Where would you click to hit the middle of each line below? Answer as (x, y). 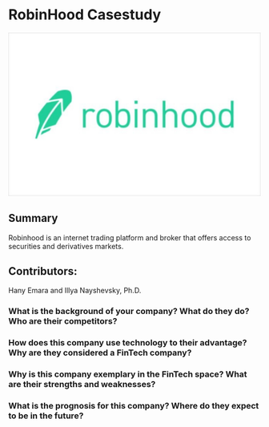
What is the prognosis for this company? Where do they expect (134, 406)
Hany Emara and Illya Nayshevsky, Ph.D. (75, 291)
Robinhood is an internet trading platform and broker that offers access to (130, 237)
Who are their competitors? (63, 321)
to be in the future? (46, 416)
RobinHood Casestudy (85, 15)
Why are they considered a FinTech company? (100, 352)
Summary (33, 218)
